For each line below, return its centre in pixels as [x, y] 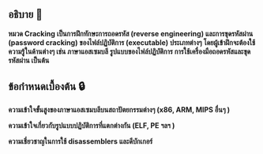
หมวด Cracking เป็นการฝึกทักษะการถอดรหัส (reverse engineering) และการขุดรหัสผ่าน [131, 33]
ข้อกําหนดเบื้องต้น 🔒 [47, 86]
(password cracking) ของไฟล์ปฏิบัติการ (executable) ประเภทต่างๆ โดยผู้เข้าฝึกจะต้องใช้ [132, 42]
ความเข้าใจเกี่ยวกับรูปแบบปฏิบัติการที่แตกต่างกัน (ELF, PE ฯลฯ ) [92, 125]
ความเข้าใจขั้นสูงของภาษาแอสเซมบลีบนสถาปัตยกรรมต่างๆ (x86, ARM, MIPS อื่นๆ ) [119, 109]
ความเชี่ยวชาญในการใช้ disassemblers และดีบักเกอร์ [81, 141]
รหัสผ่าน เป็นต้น [29, 60]
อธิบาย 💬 [26, 15]
